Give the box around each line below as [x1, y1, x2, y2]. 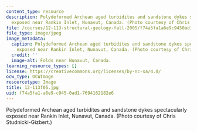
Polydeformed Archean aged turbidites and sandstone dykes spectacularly [6, 106, 188, 113]
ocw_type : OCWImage [6, 74, 54, 80]
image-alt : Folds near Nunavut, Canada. [11, 57, 111, 63]
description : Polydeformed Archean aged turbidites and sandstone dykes [6, 14, 188, 20]
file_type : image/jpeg [6, 30, 62, 36]
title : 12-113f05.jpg [6, 85, 59, 91]
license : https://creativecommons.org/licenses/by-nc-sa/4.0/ [6, 68, 161, 74]
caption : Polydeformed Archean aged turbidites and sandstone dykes [11, 42, 182, 47]
